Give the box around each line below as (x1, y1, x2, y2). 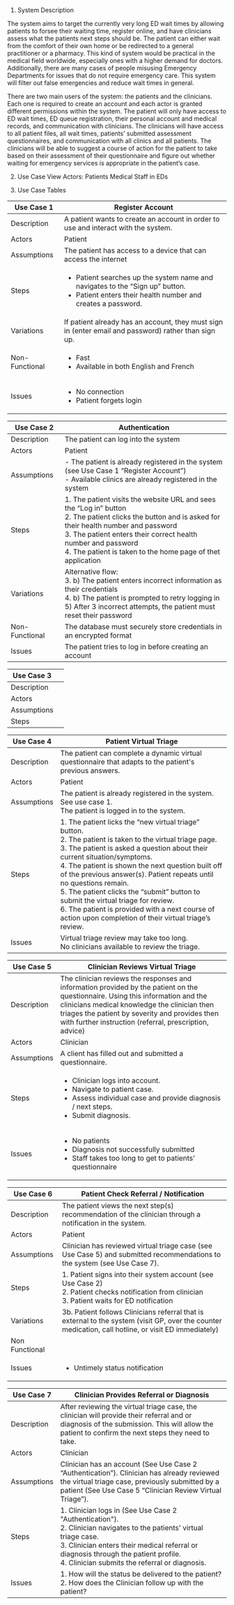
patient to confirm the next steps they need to (60, 1428, 210, 1438)
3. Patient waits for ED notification (61, 1296, 173, 1305)
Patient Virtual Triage (105, 737, 178, 746)
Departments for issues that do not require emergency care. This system (7, 71, 216, 80)
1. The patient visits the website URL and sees (64, 495, 216, 504)
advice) (60, 1026, 86, 1035)
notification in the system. (61, 1219, 146, 1228)
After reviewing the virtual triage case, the (60, 1402, 197, 1411)
